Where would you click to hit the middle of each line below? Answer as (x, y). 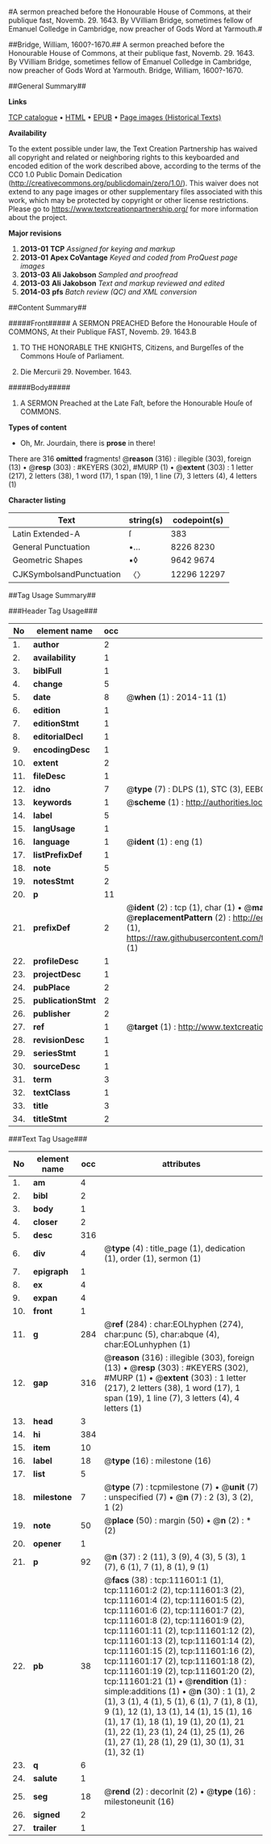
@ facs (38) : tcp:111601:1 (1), (164, 1580)
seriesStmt (55, 1053)
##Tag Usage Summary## (52, 595)
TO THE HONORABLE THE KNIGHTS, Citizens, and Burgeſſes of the (132, 348)
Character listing (37, 500)
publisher (52, 1013)
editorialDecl (58, 737)
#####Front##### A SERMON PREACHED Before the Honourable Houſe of (133, 323)
